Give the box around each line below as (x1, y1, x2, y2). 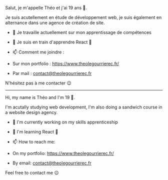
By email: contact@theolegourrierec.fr (12, 160, 91, 166)
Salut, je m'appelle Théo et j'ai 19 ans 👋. (5, 5, 87, 10)
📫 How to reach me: (12, 139, 55, 144)
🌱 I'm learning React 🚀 (12, 129, 58, 134)
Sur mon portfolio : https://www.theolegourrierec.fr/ (12, 60, 119, 66)
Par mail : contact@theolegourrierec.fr (12, 70, 92, 76)
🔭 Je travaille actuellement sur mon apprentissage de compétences (12, 29, 151, 35)
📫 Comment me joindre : (12, 49, 64, 55)
